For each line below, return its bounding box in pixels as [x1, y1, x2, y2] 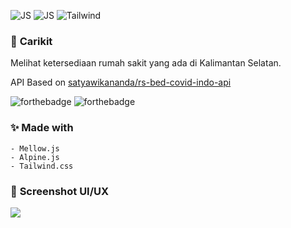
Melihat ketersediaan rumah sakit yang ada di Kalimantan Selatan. [10, 57, 282, 69]
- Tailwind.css [10, 161, 74, 171]
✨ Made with [10, 121, 74, 135]
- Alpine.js [10, 152, 60, 162]
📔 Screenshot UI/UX [10, 184, 110, 198]
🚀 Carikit [10, 34, 53, 48]
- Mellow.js [10, 143, 60, 154]
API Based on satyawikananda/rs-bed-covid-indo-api [10, 76, 232, 89]
